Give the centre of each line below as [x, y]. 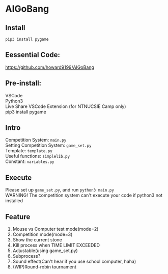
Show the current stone [37, 240]
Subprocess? [26, 256]
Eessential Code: [33, 55]
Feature [18, 217]
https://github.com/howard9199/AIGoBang [50, 67]
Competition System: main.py [36, 140]
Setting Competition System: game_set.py [48, 145]
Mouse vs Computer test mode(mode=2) [55, 229]
